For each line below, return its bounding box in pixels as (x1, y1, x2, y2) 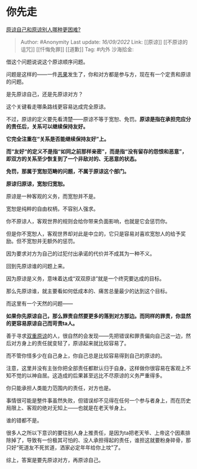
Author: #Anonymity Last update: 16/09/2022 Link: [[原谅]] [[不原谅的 (20, 38, 188, 45)
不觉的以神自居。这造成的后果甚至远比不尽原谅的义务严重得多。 (11, 371, 165, 379)
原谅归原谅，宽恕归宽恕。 (6, 180, 68, 187)
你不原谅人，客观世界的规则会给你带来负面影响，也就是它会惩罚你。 (6, 217, 171, 225)
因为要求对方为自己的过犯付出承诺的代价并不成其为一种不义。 (6, 250, 155, 257)
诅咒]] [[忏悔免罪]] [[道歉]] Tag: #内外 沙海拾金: (20, 45, 134, 53)
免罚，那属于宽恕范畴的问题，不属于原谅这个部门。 (6, 168, 130, 175)
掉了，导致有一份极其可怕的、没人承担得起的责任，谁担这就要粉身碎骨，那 (11, 436, 191, 444)
